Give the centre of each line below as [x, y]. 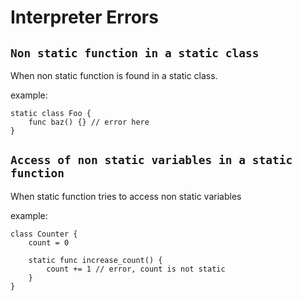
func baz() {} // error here [89, 122]
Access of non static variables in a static [151, 160]
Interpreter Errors [84, 17]
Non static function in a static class [135, 53]
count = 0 [49, 242]
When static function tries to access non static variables [126, 196]
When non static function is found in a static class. [114, 75]
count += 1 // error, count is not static [136, 269]
